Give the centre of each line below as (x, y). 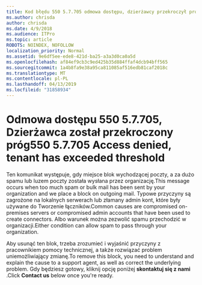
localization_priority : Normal (45, 51)
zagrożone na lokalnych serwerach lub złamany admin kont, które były (93, 200)
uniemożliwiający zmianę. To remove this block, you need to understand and (100, 256)
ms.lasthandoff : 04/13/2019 (41, 85)
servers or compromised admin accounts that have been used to (110, 212)
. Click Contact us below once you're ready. (60, 275)
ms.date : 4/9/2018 (29, 28)
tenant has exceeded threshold (86, 158)
